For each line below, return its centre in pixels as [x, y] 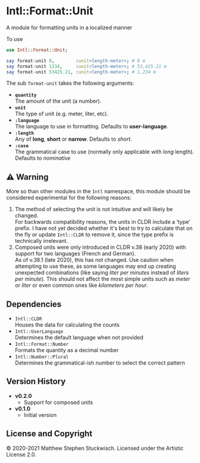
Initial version [40, 415]
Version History [36, 382]
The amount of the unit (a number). [58, 101]
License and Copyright [49, 434]
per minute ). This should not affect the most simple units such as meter [102, 279]
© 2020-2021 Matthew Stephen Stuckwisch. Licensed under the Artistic [95, 448]
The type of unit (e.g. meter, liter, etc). [61, 114]
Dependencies [34, 304]
